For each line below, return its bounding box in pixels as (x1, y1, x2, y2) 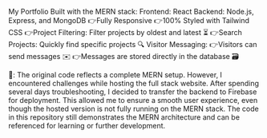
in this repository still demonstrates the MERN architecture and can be (8, 112, 241, 122)
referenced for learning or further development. (8, 121, 166, 130)
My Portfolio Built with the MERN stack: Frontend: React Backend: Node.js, (8, 7, 254, 16)
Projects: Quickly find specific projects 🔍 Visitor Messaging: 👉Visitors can (8, 40, 257, 49)
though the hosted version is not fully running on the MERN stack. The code (8, 104, 259, 113)
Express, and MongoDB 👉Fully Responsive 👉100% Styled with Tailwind (8, 16, 250, 25)
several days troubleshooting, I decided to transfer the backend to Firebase (8, 87, 257, 97)
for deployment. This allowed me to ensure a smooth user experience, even (8, 96, 258, 104)
